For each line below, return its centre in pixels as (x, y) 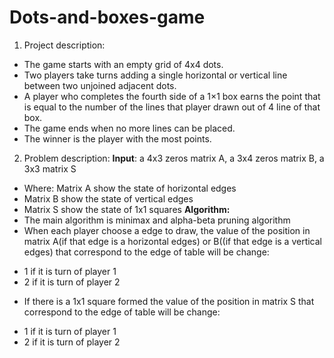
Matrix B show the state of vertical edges (108, 198)
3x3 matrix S (50, 168)
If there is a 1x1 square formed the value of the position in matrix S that (169, 301)
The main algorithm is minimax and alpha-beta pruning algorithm (157, 220)
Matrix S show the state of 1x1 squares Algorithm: (127, 209)
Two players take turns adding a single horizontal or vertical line (155, 75)
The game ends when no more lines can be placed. (129, 128)
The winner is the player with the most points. (117, 138)
